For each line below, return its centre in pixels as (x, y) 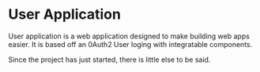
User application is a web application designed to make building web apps (129, 36)
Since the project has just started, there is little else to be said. (109, 59)
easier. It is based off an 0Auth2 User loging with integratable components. (130, 44)
